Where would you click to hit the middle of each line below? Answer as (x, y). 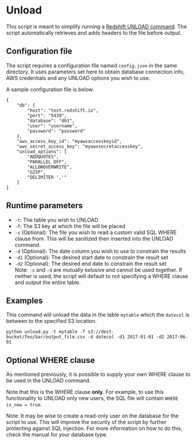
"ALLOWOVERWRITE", (50, 167)
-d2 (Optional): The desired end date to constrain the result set (90, 263)
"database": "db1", (51, 121)
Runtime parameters (45, 206)
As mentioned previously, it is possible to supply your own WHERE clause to (98, 375)
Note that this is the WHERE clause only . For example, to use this (85, 392)
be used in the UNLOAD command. (49, 380)
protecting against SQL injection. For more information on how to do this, (94, 428)
